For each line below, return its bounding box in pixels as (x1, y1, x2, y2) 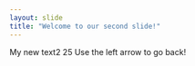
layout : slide (9, 13, 64, 23)
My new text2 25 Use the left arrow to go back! (9, 46, 187, 57)
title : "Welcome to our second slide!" (9, 22, 161, 31)
